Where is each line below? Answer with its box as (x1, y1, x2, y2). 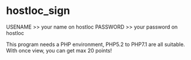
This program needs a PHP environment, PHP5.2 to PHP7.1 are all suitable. (6, 41, 185, 48)
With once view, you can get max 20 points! (6, 47, 112, 54)
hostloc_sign (6, 4, 71, 17)
